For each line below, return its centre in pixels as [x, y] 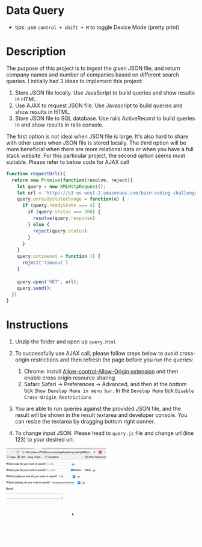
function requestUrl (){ [36, 173]
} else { [39, 224]
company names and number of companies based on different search [93, 74]
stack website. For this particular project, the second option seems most [96, 155]
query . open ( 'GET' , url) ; [48, 282]
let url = [29, 193]
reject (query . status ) [60, 231]
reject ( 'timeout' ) [45, 263]
